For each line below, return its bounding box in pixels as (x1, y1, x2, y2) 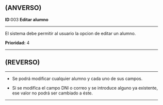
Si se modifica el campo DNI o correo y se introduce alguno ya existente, (12, 85, 158, 91)
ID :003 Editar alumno (5, 16, 49, 22)
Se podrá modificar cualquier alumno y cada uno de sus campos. (12, 76, 143, 81)
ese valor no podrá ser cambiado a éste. (12, 90, 93, 96)
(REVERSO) (5, 58, 40, 66)
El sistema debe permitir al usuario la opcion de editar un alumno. (5, 30, 136, 36)
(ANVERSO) (5, 4, 42, 12)
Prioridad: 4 (5, 39, 30, 45)
